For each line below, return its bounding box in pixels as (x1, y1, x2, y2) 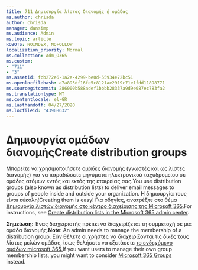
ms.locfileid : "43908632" (6, 108, 70, 113)
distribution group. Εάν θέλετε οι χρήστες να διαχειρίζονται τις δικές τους (6, 233, 189, 240)
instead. (6, 258, 26, 265)
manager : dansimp (6, 25, 49, 31)
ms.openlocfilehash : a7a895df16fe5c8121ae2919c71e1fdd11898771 (6, 80, 165, 86)
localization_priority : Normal (6, 47, 83, 53)
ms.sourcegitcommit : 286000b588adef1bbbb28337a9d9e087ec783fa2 (6, 86, 165, 92)
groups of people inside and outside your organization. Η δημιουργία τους (6, 190, 187, 197)
